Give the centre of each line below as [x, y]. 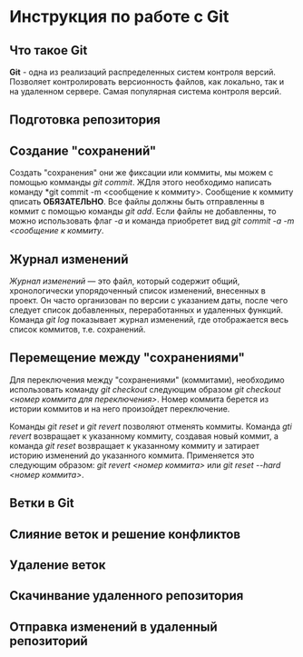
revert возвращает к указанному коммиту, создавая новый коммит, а [144, 436]
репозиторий [49, 641]
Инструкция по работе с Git [119, 17]
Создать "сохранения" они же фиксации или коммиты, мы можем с [142, 173]
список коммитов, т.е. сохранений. [78, 330]
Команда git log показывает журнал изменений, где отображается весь [149, 320]
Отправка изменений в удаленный [113, 627]
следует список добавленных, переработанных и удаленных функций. [147, 310]
